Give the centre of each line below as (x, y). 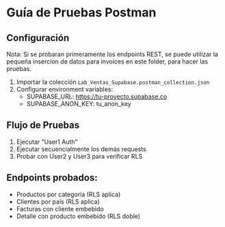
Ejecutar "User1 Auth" (47, 142)
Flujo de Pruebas (43, 125)
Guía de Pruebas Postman (81, 13)
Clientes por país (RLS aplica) (58, 201)
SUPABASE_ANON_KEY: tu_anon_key (79, 104)
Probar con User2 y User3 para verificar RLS (79, 156)
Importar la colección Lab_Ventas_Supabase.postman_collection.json (113, 82)
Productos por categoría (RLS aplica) (68, 194)
